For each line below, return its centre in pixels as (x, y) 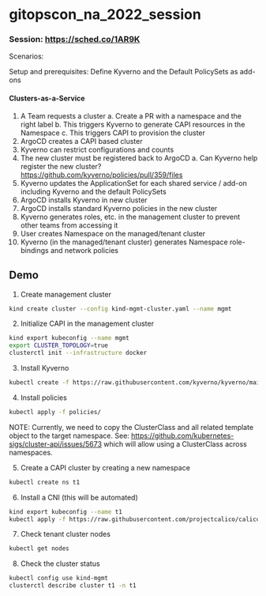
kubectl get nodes (39, 549)
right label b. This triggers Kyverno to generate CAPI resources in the (133, 124)
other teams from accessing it (69, 225)
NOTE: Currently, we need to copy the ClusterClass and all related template (131, 427)
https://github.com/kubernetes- (182, 436)
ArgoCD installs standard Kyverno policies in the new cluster (119, 208)
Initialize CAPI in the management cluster (87, 324)
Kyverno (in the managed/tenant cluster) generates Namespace (124, 242)
